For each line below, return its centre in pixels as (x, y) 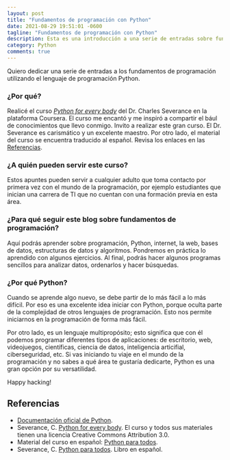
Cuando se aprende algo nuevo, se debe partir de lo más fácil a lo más (107, 298)
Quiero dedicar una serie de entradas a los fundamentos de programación (112, 71)
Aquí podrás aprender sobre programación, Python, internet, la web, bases (113, 243)
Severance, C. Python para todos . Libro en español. (90, 449)
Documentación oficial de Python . (65, 420)
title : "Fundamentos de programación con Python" (79, 20)
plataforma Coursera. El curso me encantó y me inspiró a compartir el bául (112, 118)
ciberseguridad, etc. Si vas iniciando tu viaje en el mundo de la (95, 355)
